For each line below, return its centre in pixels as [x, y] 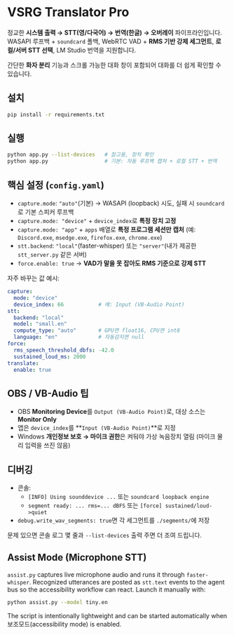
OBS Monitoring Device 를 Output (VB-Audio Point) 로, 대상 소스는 [111, 412]
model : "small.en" [41, 324]
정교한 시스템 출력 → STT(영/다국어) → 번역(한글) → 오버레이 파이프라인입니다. [115, 32]
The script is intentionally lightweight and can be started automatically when [117, 615]
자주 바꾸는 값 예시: [33, 278]
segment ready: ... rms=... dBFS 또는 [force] [95, 505]
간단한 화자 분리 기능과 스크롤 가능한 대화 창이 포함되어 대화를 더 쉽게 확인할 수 [115, 65]
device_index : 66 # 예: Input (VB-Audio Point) [99, 305]
